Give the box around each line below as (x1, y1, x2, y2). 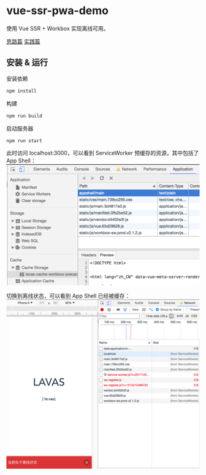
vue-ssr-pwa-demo (6, 4, 109, 18)
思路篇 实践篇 (6, 37, 40, 45)
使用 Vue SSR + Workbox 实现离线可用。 (6, 25, 109, 32)
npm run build (6, 113, 43, 119)
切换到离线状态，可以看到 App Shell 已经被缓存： (6, 292, 131, 299)
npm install (6, 88, 37, 94)
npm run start (6, 137, 43, 144)
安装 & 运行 (6, 58, 48, 68)
